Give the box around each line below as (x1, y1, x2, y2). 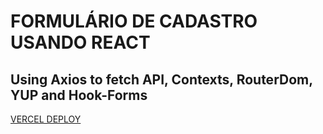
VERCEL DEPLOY (10, 113, 82, 125)
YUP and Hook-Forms (10, 86, 148, 104)
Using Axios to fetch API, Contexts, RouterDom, (10, 71, 313, 88)
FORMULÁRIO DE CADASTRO (10, 10, 258, 33)
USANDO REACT (10, 31, 151, 54)
